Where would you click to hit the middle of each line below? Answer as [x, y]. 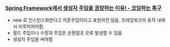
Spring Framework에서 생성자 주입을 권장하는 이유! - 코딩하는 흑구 [83, 8]
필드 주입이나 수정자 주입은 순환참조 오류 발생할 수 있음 [67, 33]
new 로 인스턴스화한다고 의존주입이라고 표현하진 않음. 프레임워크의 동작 [84, 20]
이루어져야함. [31, 27]
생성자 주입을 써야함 [33, 39]
